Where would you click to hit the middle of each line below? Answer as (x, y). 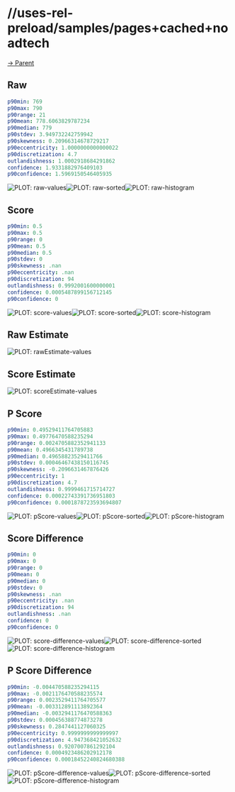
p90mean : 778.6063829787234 (49, 121)
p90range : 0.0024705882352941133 (57, 443)
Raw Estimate (38, 335)
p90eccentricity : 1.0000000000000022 (63, 148)
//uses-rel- (40, 13)
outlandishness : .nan (39, 614)
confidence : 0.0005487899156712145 (60, 292)
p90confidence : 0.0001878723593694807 (64, 502)
